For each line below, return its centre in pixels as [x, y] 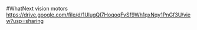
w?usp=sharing [25, 21]
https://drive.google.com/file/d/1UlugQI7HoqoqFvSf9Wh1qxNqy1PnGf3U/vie [98, 15]
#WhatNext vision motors [37, 9]
